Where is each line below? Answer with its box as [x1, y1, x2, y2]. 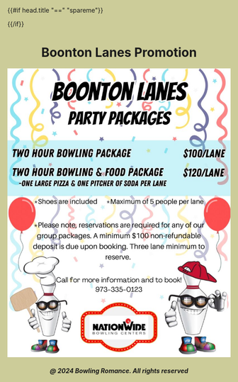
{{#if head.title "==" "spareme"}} [7, 6, 104, 14]
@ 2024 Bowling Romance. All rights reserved [49, 366, 189, 375]
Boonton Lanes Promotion [41, 45, 197, 61]
